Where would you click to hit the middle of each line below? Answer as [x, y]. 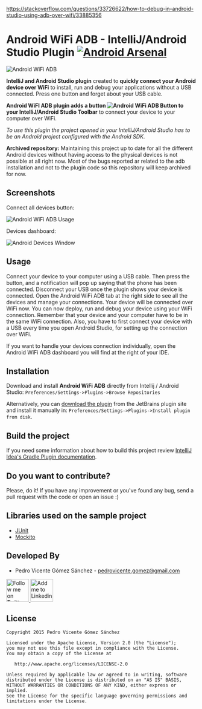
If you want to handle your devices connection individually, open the [91, 346]
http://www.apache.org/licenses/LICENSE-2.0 [71, 664]
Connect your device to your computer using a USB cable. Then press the [98, 276]
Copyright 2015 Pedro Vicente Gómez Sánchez [63, 632]
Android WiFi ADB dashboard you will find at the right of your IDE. [88, 352]
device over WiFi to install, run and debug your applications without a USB [99, 87]
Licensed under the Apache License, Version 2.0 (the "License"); [91, 643]
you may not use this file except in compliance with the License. [93, 649]
